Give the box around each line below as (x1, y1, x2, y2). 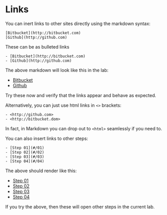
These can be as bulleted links (5, 43, 70, 50)
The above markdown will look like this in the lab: (5, 67, 109, 73)
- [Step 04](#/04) (5, 158, 44, 164)
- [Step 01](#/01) (5, 145, 44, 150)
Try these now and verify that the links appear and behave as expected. (5, 92, 157, 98)
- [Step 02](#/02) (5, 150, 44, 155)
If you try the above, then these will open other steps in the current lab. (5, 203, 155, 210)
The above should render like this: (5, 168, 77, 174)
